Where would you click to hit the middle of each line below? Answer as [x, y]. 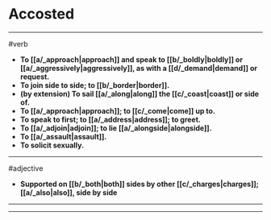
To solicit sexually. [52, 145]
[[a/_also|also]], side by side [69, 192]
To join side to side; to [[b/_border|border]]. [95, 85]
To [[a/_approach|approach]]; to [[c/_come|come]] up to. [118, 110]
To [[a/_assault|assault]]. [63, 136]
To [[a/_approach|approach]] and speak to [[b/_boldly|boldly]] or [131, 59]
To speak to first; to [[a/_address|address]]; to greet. [110, 119]
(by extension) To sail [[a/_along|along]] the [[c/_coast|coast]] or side [140, 93]
